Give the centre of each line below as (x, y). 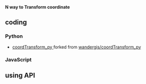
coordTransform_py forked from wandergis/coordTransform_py (76, 47)
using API (20, 75)
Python (14, 36)
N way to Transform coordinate (38, 7)
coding (16, 22)
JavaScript (18, 60)
